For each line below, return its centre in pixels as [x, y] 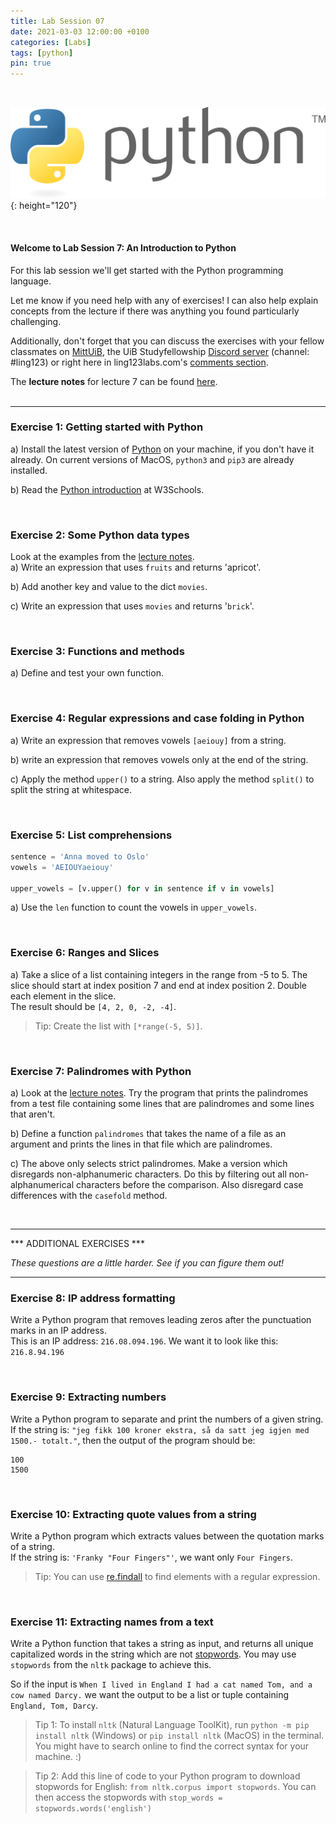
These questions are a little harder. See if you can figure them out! [147, 1263]
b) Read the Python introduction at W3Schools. [107, 489]
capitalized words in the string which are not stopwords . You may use [153, 1654]
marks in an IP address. [58, 1331]
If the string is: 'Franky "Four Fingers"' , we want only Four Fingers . [152, 1557]
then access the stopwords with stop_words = [128, 1797]
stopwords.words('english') [93, 1809]
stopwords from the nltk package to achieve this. [111, 1665]
